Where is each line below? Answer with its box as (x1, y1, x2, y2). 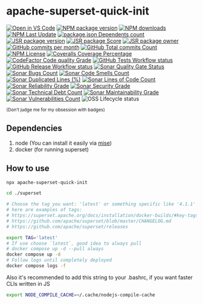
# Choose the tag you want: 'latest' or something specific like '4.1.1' (6, 201, 196, 207)
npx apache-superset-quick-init (6, 179, 88, 185)
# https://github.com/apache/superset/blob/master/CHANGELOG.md (6, 218, 172, 224)
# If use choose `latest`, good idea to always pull (6, 240, 142, 246)
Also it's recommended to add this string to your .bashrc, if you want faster (6, 274, 193, 281)
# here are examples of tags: (6, 207, 83, 213)
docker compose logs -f (6, 263, 66, 269)
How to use (6, 164, 50, 174)
